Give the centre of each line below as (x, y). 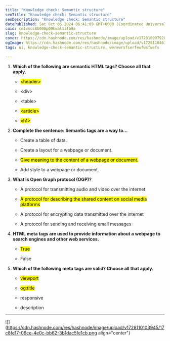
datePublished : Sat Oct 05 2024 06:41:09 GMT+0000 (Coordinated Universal (86, 24)
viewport (29, 278)
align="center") (114, 333)
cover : (12, 38)
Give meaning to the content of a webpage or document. (79, 160)
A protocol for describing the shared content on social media (83, 199)
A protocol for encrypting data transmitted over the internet (82, 214)
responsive (32, 298)
